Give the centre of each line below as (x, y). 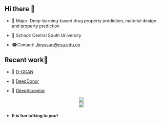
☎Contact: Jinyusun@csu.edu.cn (46, 45)
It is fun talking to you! (35, 116)
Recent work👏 (26, 60)
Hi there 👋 (20, 9)
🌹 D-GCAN (22, 71)
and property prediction (35, 26)
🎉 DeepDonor (25, 81)
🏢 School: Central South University (46, 35)
